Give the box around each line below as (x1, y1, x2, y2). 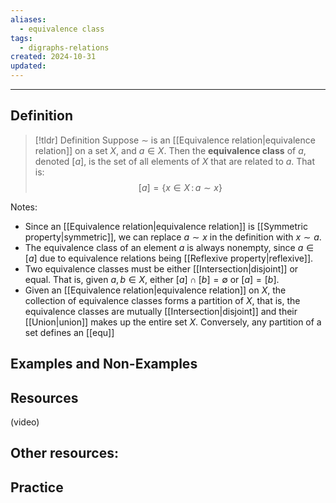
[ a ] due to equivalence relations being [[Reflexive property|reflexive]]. (24, 252, 314, 264)
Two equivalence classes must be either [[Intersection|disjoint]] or (24, 262, 299, 275)
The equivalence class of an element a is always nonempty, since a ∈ (24, 241, 315, 253)
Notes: (10, 201, 38, 213)
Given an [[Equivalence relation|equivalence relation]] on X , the (24, 284, 287, 296)
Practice (10, 479, 64, 496)
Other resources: (10, 445, 119, 462)
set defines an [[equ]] (24, 326, 115, 338)
